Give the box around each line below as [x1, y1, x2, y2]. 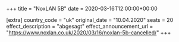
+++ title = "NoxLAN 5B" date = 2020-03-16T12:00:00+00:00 [6, 5, 158, 12]
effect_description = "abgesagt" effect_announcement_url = [6, 23, 153, 30]
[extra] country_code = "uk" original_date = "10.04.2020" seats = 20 [6, 17, 174, 23]
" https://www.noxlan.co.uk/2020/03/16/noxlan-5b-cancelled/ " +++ [6, 29, 171, 36]
